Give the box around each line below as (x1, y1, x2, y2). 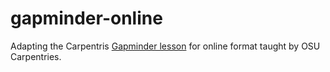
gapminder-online (10, 7, 163, 30)
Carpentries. (10, 50, 62, 62)
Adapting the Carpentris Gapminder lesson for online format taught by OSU (10, 40, 321, 52)
